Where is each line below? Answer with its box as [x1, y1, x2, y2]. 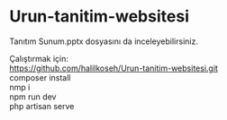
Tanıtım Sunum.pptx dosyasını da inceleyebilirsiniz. [9, 36, 198, 47]
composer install [9, 72, 71, 82]
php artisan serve [9, 100, 75, 111]
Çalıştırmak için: [9, 53, 69, 64]
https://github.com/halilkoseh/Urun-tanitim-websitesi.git [9, 63, 219, 73]
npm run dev [9, 91, 57, 102]
